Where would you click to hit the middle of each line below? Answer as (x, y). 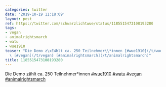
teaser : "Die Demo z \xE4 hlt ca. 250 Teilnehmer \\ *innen (64, 51)
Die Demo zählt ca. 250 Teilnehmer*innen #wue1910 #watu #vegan (74, 74)
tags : (11, 28)
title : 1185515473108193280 (34, 60)
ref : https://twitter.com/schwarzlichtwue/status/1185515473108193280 (79, 23)
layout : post (19, 19)
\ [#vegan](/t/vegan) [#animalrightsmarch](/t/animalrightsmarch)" (81, 55)
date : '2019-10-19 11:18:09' (35, 14)
